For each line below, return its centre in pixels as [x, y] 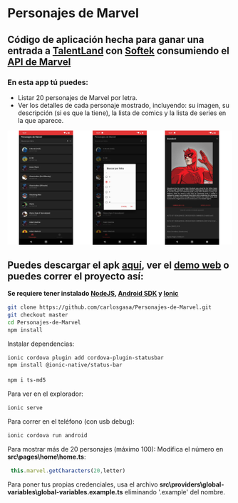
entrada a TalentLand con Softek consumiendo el [118, 50]
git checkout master [38, 315]
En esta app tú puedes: [48, 82]
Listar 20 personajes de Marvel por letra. [77, 97]
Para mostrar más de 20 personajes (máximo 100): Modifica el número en [115, 449]
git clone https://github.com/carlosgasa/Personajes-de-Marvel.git [110, 308]
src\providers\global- [192, 484]
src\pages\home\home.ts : [47, 457]
